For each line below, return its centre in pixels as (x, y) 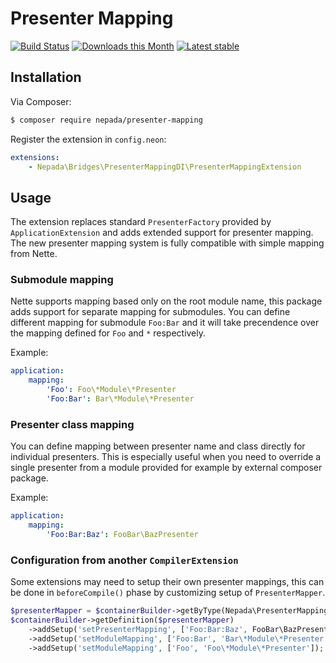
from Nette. (34, 254)
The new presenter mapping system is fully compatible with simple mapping (167, 243)
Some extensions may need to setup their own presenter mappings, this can (167, 582)
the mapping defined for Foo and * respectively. (108, 333)
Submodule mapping (62, 280)
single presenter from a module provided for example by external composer (166, 468)
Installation (46, 77)
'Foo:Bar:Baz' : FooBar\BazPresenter (122, 535)
